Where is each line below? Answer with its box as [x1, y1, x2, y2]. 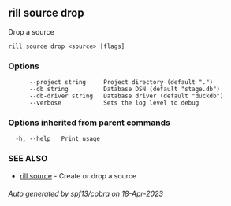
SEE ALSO [8, 153, 48, 164]
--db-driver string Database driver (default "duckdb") [28, 92, 224, 101]
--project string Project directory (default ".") [28, 79, 214, 86]
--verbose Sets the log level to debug [28, 99, 199, 107]
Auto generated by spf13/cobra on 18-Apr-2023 [8, 189, 164, 199]
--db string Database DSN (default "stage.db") [28, 86, 221, 94]
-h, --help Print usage [15, 135, 101, 143]
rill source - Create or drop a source [19, 171, 137, 180]
